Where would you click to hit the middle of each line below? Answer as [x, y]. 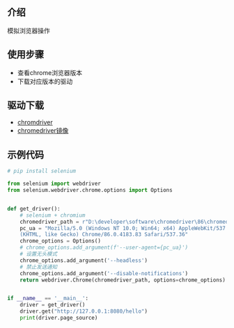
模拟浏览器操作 [29, 31]
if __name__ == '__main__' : [48, 298]
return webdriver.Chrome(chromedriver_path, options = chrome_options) [123, 280]
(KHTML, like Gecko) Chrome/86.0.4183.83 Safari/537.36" [104, 235]
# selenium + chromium [53, 215]
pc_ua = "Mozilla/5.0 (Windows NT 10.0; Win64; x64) [98, 228]
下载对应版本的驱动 [45, 81]
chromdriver [35, 122]
